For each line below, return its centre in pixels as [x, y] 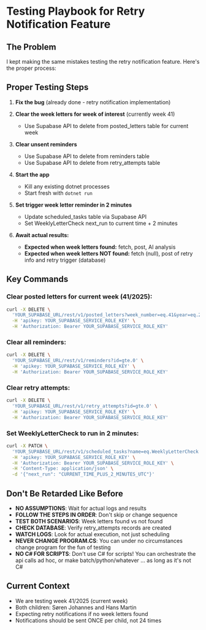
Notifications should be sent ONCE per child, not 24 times [88, 620]
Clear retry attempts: [38, 387]
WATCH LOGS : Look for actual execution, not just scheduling [92, 534]
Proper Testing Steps [48, 87]
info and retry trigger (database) [65, 260]
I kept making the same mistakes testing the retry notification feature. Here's [103, 62]
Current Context [38, 586]
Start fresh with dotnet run [59, 193]
